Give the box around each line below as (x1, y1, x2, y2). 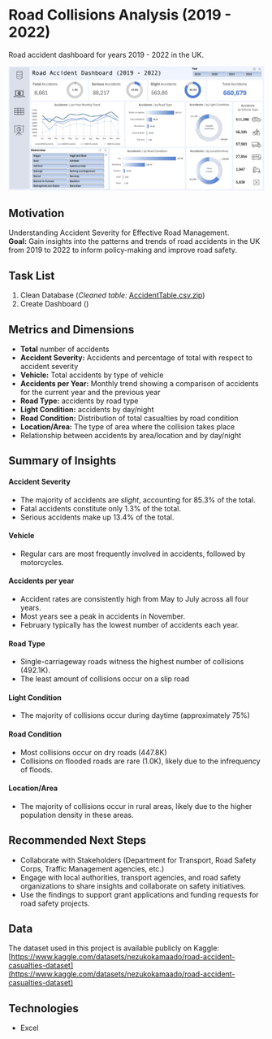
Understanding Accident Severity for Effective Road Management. (8, 228, 230, 237)
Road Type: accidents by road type (19, 396, 140, 406)
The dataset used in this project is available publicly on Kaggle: (8, 943, 219, 953)
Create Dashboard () (19, 299, 89, 309)
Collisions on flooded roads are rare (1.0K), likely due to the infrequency (19, 756, 261, 766)
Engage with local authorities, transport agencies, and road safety (19, 872, 241, 882)
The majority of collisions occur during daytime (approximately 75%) (19, 711, 250, 720)
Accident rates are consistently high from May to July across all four (19, 593, 249, 603)
